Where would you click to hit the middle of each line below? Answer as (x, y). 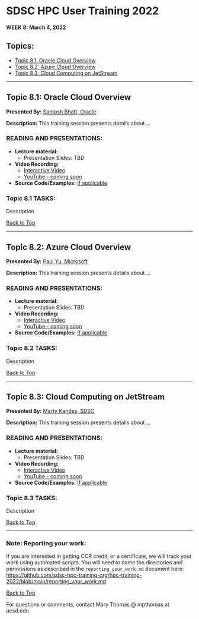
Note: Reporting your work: (46, 543)
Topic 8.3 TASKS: (32, 498)
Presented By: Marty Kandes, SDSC (50, 411)
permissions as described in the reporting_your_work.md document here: (95, 569)
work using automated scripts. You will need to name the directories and (94, 563)
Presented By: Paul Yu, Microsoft (47, 261)
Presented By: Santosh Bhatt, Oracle (51, 112)
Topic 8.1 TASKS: (31, 198)
